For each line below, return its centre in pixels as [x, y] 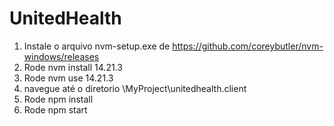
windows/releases [61, 56]
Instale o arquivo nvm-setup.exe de [97, 46]
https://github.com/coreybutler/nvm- [248, 46]
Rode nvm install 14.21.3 [73, 67]
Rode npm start [55, 109]
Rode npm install [58, 99]
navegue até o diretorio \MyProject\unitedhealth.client [135, 88]
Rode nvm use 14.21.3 [68, 78]
